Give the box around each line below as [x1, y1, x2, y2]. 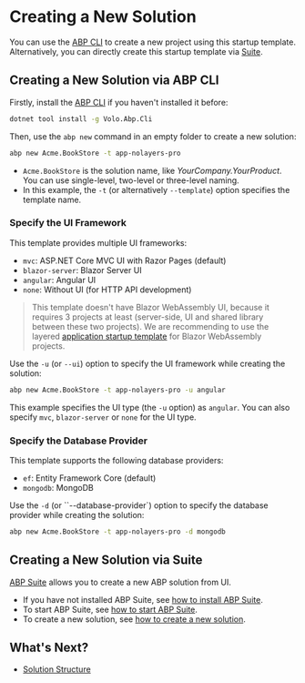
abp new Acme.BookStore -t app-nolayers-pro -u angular [9, 385, 226, 394]
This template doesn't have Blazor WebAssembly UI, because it [31, 301, 270, 312]
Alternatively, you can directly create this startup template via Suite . [9, 46, 263, 56]
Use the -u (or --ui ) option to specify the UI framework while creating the [9, 358, 286, 369]
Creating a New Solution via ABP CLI [9, 73, 220, 88]
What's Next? [9, 640, 89, 656]
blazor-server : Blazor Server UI [22, 264, 143, 275]
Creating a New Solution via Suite [9, 553, 203, 568]
